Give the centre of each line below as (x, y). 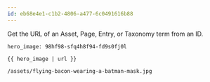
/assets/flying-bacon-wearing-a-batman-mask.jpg (80, 71)
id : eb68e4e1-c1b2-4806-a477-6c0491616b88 (70, 14)
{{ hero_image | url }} (42, 59)
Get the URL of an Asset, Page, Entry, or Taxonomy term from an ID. (105, 34)
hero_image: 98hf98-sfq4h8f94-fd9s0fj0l (67, 46)
